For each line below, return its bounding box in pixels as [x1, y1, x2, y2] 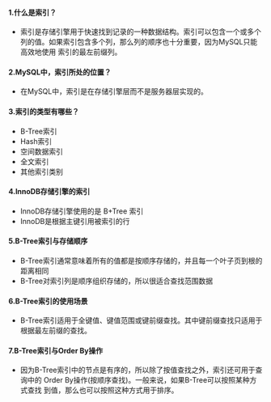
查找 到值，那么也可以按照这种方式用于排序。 [27, 385, 179, 396]
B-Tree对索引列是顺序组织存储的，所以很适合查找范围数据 [19, 276, 213, 286]
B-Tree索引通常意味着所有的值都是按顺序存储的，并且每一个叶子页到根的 [19, 256, 263, 266]
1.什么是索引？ [8, 7, 57, 17]
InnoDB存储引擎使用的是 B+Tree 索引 [19, 206, 144, 216]
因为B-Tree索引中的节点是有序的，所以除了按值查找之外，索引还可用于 [19, 365, 256, 375]
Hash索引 [19, 136, 53, 146]
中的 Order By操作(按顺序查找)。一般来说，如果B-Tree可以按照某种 [27, 375, 250, 385]
